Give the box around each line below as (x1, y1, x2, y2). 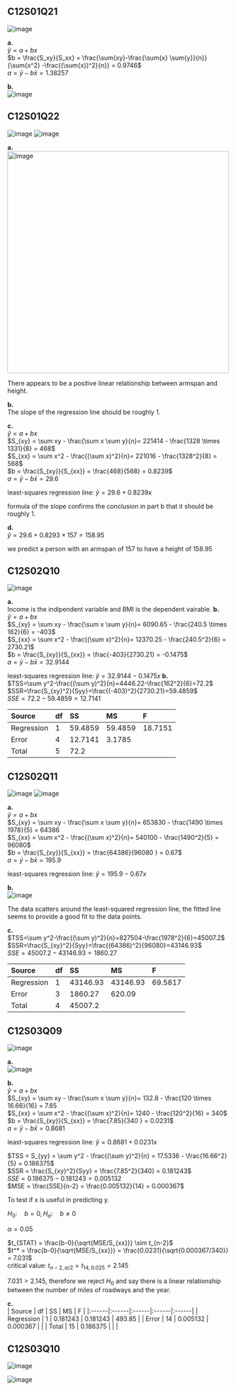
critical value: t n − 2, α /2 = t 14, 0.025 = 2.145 (7, 1261, 129, 1271)
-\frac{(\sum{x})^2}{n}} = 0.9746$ (41, 60, 142, 70)
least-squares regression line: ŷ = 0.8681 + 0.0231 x (7, 1138, 157, 1147)
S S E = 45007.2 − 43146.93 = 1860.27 (7, 948, 118, 958)
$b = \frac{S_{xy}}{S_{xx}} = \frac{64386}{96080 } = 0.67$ (7, 848, 182, 857)
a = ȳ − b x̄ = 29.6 (7, 474, 59, 482)
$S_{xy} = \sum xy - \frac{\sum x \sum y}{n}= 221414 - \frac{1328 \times (7, 436, 220, 445)
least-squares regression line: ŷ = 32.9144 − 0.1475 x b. (7, 671, 169, 681)
